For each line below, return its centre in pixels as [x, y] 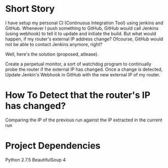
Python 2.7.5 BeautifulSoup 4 [35, 159]
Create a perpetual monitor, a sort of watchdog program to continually [78, 64]
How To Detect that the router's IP [78, 95]
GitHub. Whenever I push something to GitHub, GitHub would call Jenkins [82, 28]
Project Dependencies [53, 146]
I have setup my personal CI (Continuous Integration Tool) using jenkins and [84, 23]
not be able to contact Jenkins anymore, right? [54, 44]
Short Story [30, 9]
